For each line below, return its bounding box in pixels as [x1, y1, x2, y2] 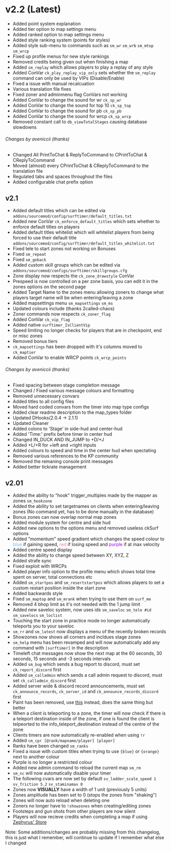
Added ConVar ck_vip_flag [12, 316, 70, 322]
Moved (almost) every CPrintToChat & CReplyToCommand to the [12, 163, 149, 169]
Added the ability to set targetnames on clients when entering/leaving [12, 503, 159, 509]
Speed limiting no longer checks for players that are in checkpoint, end [12, 327, 162, 333]
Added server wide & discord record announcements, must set [12, 683, 145, 689]
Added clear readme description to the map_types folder [12, 409, 132, 416]
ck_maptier [12, 350, 36, 355]
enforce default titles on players [12, 224, 80, 230]
